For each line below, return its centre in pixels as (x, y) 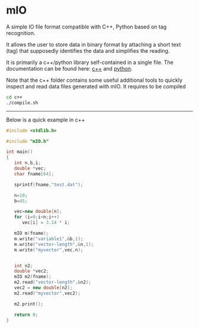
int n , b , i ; (28, 163)
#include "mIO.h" (28, 141)
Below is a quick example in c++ (46, 120)
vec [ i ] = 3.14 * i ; (46, 223)
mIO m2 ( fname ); (33, 277)
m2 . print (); (29, 304)
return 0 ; (26, 315)
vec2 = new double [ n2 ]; (43, 288)
